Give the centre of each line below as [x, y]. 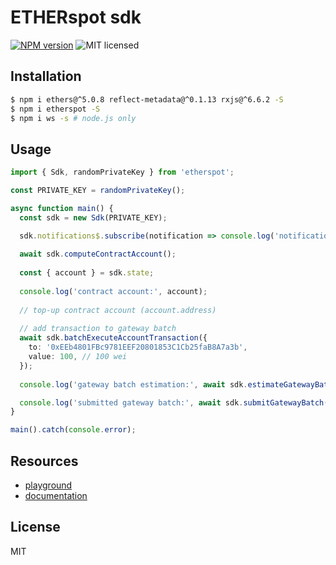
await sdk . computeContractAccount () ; [98, 254]
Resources [44, 461]
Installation [46, 76]
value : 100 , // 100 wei [78, 357]
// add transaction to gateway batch [98, 329]
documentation [56, 495]
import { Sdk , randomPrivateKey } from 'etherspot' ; [122, 172]
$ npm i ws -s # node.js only [73, 118]
